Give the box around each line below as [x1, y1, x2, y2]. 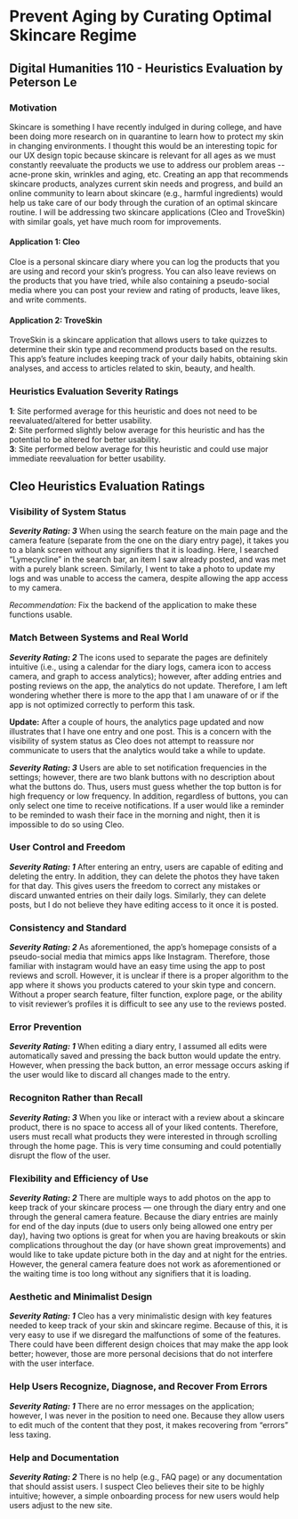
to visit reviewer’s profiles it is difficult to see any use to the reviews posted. [9, 998, 286, 1009]
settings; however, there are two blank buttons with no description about [9, 771, 276, 782]
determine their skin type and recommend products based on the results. [9, 344, 278, 355]
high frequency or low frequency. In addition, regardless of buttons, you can [9, 791, 289, 801]
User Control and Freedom [9, 841, 126, 853]
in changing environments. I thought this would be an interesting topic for [9, 140, 278, 151]
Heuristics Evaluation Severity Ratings [9, 385, 180, 398]
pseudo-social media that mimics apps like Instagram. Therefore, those [9, 951, 270, 962]
